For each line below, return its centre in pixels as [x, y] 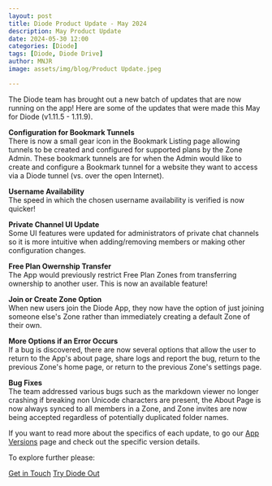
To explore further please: [52, 458]
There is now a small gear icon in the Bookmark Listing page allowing [124, 141]
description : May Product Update [65, 31]
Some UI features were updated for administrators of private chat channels [134, 233]
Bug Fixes [26, 383]
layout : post [30, 16]
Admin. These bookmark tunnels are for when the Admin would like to [125, 158]
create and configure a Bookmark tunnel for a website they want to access [133, 167]
